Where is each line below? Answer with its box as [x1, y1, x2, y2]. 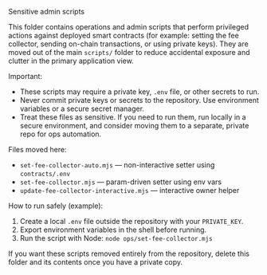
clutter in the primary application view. [8, 56, 134, 65]
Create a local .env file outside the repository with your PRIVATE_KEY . [19, 217, 244, 226]
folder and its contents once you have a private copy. [8, 257, 183, 266]
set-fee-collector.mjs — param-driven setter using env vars [19, 177, 222, 187]
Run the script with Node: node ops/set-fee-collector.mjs [19, 234, 213, 242]
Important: [8, 72, 42, 81]
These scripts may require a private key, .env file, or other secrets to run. [19, 87, 260, 96]
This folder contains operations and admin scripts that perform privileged [8, 22, 249, 31]
